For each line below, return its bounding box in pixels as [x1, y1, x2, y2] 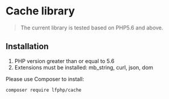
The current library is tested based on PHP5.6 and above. [20, 24, 164, 31]
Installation [5, 41, 49, 52]
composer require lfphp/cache [5, 87, 82, 93]
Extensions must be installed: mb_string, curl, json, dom [14, 64, 153, 71]
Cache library [5, 4, 75, 18]
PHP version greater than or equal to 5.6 [14, 57, 115, 64]
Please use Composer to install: [5, 75, 84, 82]
